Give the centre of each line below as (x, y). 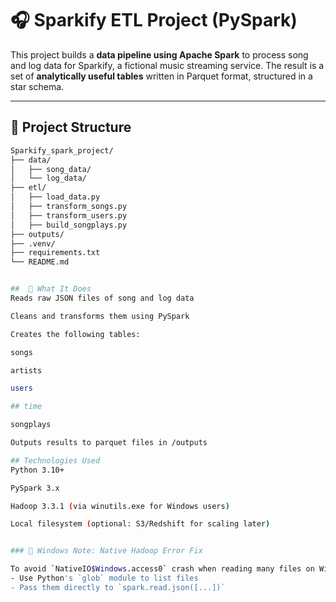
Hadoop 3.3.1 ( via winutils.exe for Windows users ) (120, 506)
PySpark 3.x (35, 488)
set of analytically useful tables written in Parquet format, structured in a (161, 76)
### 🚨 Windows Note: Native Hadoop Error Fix (106, 551)
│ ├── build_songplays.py (69, 225)
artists (26, 370)
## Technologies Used (55, 460)
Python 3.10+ (37, 470)
